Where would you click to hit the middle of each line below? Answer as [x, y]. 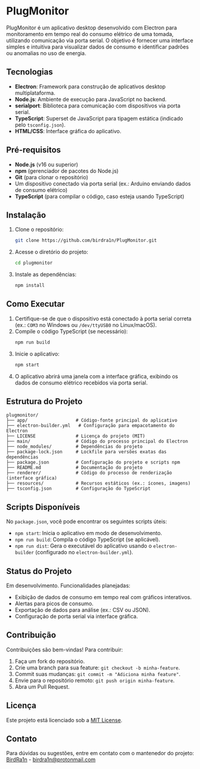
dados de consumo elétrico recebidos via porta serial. [81, 383]
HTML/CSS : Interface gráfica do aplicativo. [68, 131]
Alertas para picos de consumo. [54, 603]
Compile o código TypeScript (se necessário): [71, 331]
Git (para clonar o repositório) [51, 177]
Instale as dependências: [45, 275]
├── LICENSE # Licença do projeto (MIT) [76, 436]
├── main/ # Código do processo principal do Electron [97, 441]
